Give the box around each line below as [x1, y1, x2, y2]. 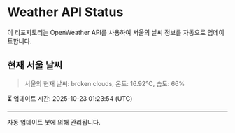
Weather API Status [7, 4, 124, 20]
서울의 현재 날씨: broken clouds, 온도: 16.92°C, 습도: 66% [24, 79, 185, 87]
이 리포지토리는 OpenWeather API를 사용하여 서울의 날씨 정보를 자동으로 [7, 28, 206, 36]
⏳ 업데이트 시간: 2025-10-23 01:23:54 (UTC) [7, 94, 133, 102]
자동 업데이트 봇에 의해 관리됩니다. [7, 118, 101, 126]
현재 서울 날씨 [7, 59, 63, 71]
